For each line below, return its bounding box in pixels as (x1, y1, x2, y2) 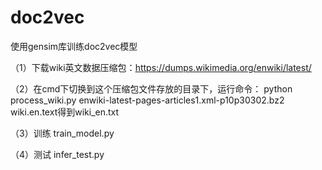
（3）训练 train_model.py (10, 127, 115, 139)
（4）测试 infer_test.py (10, 148, 105, 160)
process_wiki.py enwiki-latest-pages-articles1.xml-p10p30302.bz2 (10, 94, 285, 106)
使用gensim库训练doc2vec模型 (10, 40, 138, 52)
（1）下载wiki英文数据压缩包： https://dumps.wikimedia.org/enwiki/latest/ (10, 61, 312, 73)
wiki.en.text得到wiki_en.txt (10, 106, 120, 118)
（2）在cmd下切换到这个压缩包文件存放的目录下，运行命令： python (10, 82, 293, 95)
